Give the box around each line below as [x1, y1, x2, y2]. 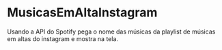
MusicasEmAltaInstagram [7, 5, 158, 21]
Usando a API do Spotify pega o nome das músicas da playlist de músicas [7, 27, 216, 36]
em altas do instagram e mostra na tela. [7, 34, 118, 42]
